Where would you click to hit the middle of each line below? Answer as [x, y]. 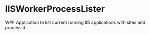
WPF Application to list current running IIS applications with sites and [75, 22]
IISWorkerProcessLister [55, 9]
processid [15, 27]
